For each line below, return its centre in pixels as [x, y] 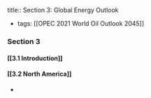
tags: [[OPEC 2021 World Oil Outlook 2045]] [81, 23]
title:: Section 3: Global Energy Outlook [63, 10]
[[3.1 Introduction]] [35, 58]
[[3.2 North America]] [39, 74]
